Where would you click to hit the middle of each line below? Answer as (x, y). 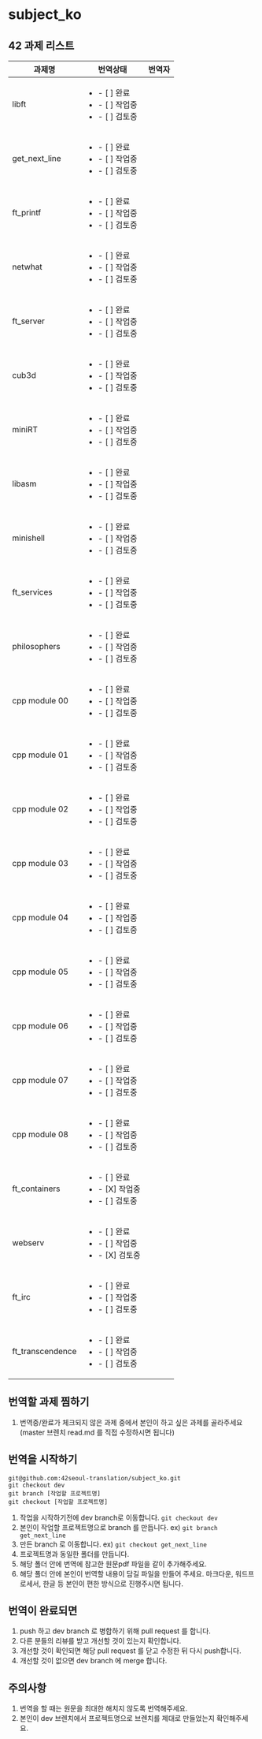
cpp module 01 (41, 755)
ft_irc (22, 1297)
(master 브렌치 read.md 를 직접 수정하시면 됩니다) (97, 1432)
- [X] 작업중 (119, 1189)
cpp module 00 (41, 701)
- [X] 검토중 (119, 1255)
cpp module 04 (41, 918)
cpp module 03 (41, 863)
